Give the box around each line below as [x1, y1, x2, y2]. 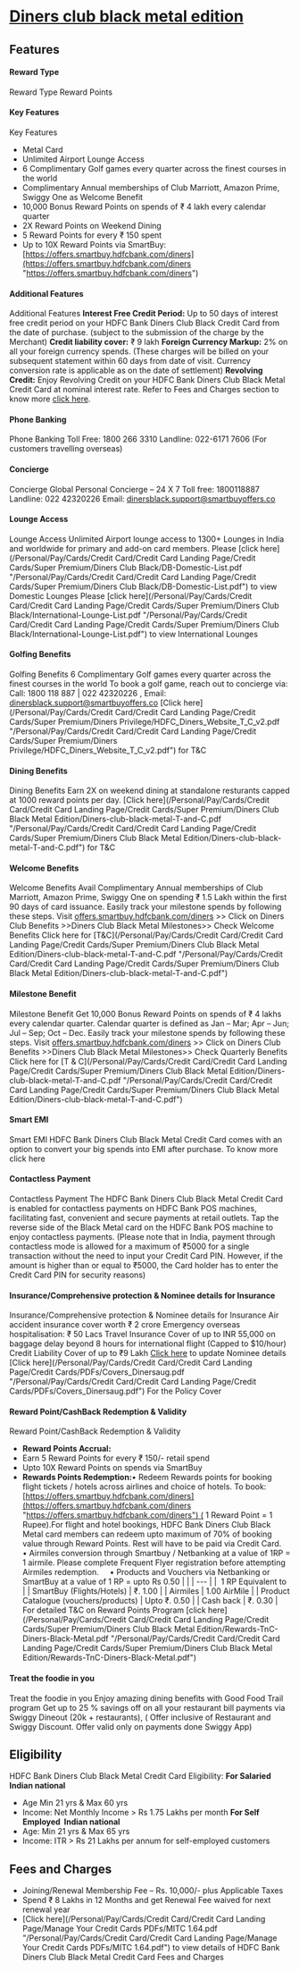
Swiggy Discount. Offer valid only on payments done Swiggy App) [9, 1721, 253, 1731]
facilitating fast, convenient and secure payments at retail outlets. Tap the [9, 1213, 279, 1224]
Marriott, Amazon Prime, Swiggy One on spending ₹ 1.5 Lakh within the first [9, 892, 287, 903]
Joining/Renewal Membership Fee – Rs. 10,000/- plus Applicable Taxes [21, 1885, 284, 1896]
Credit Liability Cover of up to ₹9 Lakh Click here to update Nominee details [9, 1348, 287, 1359]
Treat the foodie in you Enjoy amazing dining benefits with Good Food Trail [9, 1692, 284, 1704]
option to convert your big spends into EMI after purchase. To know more [9, 1143, 278, 1154]
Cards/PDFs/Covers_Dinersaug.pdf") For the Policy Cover [9, 1386, 221, 1396]
